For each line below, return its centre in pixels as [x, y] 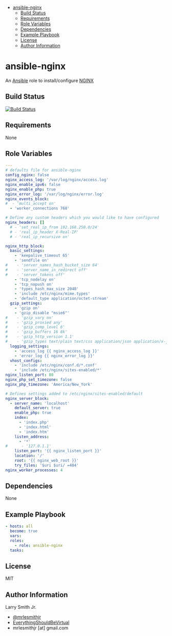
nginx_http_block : [25, 246]
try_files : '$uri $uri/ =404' [47, 465]
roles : [17, 541]
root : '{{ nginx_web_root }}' [47, 460]
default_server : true [37, 408]
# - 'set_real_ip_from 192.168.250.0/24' [55, 227]
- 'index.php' [34, 422]
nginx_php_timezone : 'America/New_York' [49, 384]
